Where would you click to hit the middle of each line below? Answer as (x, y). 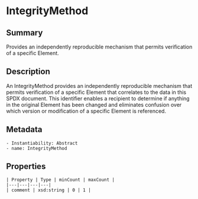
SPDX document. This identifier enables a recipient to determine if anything (98, 98)
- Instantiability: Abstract (42, 143)
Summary (25, 33)
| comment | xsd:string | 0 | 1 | (49, 190)
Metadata (24, 130)
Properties (26, 167)
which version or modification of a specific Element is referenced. (86, 111)
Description (28, 72)
